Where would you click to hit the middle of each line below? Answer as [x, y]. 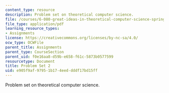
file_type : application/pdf [35, 24]
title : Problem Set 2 [28, 66]
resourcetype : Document [30, 61]
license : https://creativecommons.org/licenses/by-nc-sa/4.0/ [72, 38]
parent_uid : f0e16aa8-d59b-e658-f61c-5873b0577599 [59, 57]
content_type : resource [30, 10]
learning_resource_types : [32, 29]
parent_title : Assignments [33, 47]
